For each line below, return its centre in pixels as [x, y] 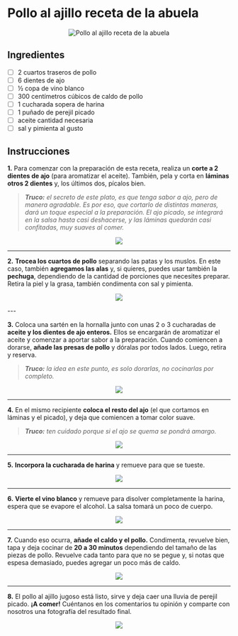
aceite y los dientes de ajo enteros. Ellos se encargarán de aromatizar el [114, 333]
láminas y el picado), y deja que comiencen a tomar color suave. [101, 418]
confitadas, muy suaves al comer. [74, 227]
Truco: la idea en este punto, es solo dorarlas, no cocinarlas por [119, 369]
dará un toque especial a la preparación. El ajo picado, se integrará [124, 212]
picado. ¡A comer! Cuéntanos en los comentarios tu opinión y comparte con [119, 604]
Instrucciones [39, 151]
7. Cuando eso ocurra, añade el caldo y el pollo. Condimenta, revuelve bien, [119, 540]
